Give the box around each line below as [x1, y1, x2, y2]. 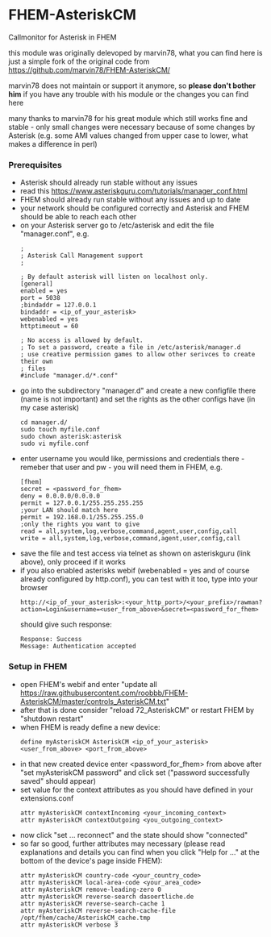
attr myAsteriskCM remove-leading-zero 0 [19, 885, 161, 893]
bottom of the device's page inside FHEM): [19, 856, 163, 865]
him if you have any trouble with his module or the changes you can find [8, 89, 249, 98]
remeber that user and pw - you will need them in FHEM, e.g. [19, 462, 223, 473]
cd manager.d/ [19, 419, 68, 427]
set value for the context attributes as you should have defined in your [19, 785, 254, 794]
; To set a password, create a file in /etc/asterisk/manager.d [19, 344, 241, 352]
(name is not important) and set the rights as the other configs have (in [19, 394, 256, 404]
